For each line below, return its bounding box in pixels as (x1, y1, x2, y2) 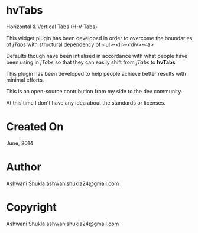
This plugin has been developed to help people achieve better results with (6, 70, 186, 77)
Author (6, 160, 41, 174)
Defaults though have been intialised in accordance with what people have (6, 52, 188, 59)
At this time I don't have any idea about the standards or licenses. (6, 99, 165, 106)
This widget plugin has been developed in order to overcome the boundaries (6, 34, 193, 41)
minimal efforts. (6, 76, 44, 83)
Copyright (6, 200, 57, 213)
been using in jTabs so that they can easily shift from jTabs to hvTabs (6, 59, 176, 66)
